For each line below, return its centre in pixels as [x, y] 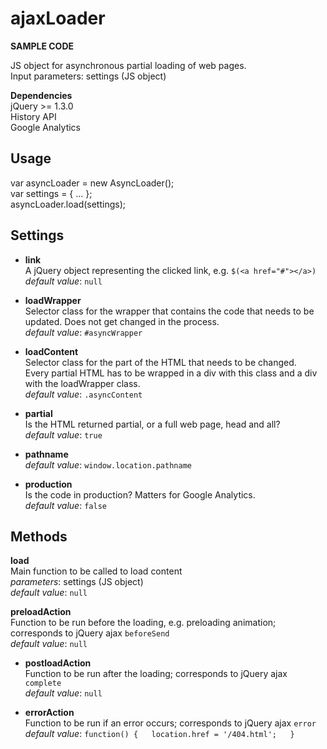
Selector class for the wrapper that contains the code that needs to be [169, 311]
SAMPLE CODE [42, 46]
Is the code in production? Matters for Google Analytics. [140, 494]
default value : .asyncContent [83, 394]
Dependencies [41, 95]
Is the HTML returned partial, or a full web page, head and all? [152, 424]
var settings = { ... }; [51, 193]
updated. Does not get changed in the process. [122, 321]
